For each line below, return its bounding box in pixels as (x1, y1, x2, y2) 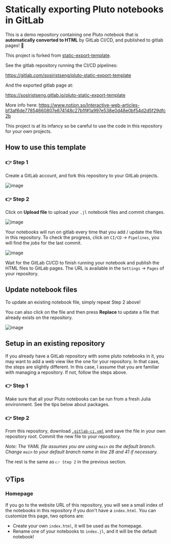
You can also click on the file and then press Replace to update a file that (5, 309, 159, 315)
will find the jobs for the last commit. (5, 239, 82, 246)
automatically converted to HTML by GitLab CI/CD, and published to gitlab (5, 37, 163, 43)
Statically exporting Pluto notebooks (5, 4, 164, 15)
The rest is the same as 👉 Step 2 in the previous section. (5, 459, 127, 465)
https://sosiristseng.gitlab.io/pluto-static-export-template (5, 92, 126, 98)
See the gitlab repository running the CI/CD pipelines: (5, 62, 118, 68)
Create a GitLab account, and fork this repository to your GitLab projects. (5, 172, 159, 178)
